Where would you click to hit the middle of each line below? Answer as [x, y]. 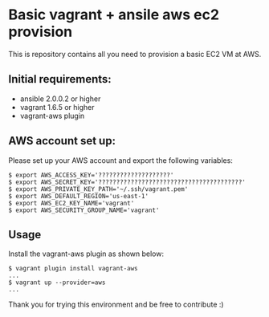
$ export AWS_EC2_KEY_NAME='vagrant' [71, 203]
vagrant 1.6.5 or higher [57, 107]
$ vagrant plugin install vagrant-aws [73, 269]
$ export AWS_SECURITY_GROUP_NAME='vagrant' [84, 210]
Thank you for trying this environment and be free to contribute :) [116, 305]
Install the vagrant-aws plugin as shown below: [86, 254]
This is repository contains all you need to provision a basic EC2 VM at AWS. [135, 54]
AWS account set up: [62, 141]
